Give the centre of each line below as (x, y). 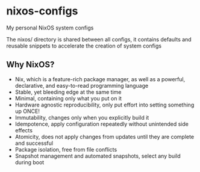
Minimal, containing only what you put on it (68, 98)
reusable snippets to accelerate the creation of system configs (84, 46)
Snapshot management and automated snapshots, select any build (98, 156)
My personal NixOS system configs (50, 28)
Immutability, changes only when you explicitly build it (82, 117)
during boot (30, 162)
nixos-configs (42, 11)
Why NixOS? (30, 65)
